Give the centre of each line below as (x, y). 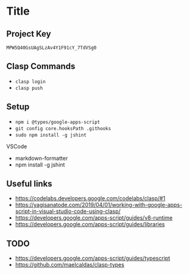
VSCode (17, 146)
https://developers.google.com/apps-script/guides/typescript (93, 258)
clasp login (30, 81)
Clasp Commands (41, 66)
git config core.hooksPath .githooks (63, 128)
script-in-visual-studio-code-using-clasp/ (68, 211)
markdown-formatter (41, 158)
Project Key (29, 34)
